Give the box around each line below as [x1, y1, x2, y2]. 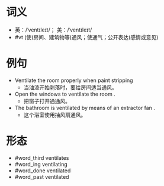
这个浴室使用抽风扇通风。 [23, 111, 86, 118]
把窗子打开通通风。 [23, 97, 71, 105]
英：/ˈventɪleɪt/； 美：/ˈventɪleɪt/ [14, 26, 92, 33]
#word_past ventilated [14, 173, 69, 180]
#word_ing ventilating [14, 160, 67, 168]
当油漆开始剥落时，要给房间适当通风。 [23, 84, 117, 91]
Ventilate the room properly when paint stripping [14, 77, 133, 84]
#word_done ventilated [14, 167, 71, 174]
